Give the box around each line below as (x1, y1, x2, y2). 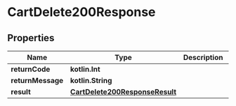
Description (183, 53, 223, 62)
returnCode (11, 64, 51, 74)
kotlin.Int (70, 64, 100, 74)
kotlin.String (70, 76, 112, 85)
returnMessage (11, 76, 64, 85)
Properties (7, 32, 55, 44)
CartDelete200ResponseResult (70, 87, 177, 96)
